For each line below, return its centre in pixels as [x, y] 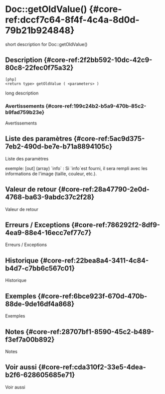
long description [22, 93]
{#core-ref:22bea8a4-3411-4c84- [94, 260]
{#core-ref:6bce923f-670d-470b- [92, 296]
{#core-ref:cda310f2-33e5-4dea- [92, 367]
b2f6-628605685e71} [40, 375]
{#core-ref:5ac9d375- [109, 139]
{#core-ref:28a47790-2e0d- [104, 189]
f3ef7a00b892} [30, 339]
